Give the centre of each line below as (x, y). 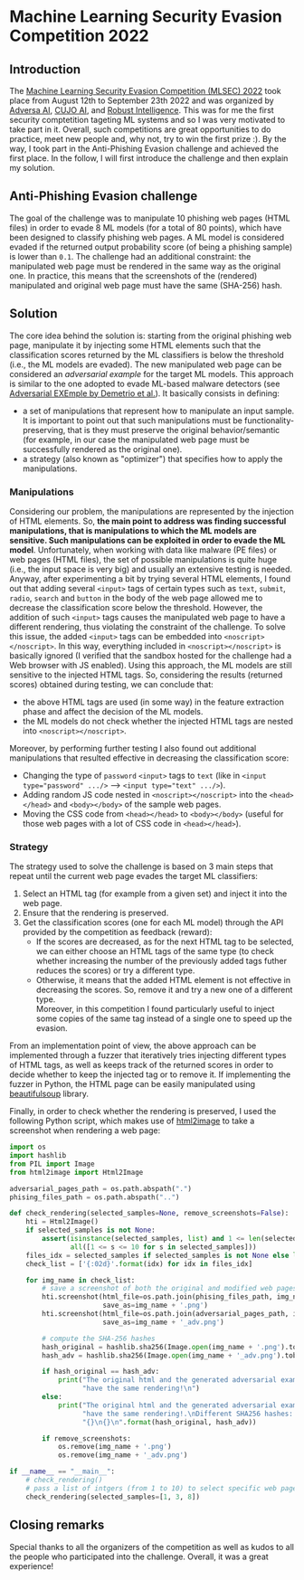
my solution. (32, 168)
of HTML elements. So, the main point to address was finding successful (148, 521)
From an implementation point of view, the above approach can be (133, 1045)
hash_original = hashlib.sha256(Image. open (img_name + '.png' (161, 1347)
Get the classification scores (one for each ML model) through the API (153, 922)
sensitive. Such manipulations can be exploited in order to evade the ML (147, 540)
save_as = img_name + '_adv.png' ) (163, 1322)
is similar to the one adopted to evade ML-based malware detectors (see (145, 383)
